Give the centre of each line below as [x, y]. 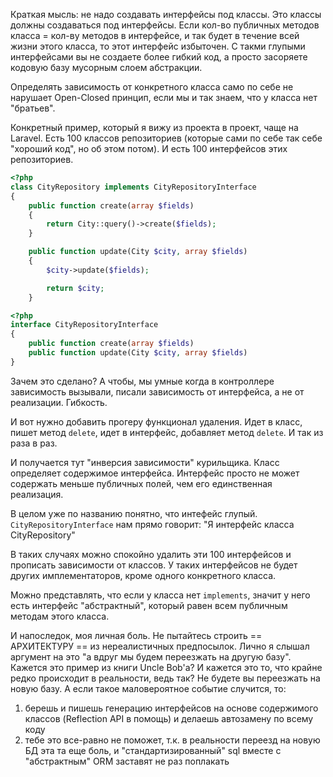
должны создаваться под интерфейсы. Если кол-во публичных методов [165, 25]
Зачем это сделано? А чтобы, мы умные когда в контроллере [142, 381]
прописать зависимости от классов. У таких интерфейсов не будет [154, 565]
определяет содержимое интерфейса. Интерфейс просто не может [155, 473]
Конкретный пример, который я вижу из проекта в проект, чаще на [154, 127]
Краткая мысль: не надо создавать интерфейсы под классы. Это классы [166, 14]
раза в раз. [34, 443]
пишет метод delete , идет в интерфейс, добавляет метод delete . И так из [167, 432]
